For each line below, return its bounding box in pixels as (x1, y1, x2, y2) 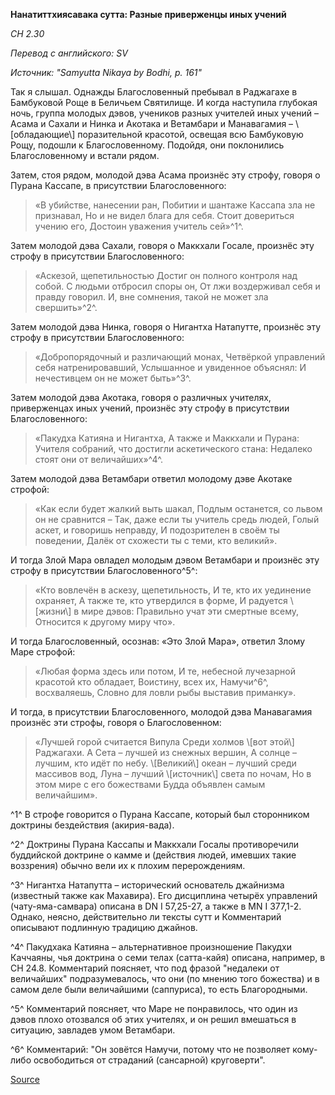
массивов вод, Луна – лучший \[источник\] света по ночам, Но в (34, 768, 312, 779)
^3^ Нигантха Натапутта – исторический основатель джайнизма (10, 879, 285, 891)
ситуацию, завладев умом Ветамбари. (10, 1024, 176, 1036)
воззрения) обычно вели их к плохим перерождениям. (10, 860, 246, 871)
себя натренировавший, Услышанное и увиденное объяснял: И (34, 362, 307, 373)
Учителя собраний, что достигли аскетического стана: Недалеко (34, 443, 313, 454)
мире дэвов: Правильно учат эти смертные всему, (81, 605, 300, 617)
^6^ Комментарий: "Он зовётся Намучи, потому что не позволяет (10, 1044, 291, 1055)
